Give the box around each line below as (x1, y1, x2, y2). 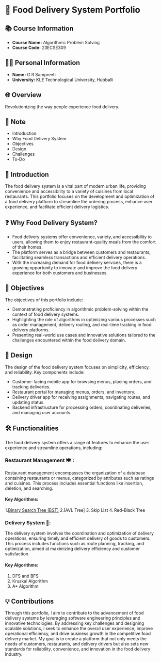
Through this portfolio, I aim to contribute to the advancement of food (5, 610, 144, 616)
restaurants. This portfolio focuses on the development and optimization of (5, 194, 155, 199)
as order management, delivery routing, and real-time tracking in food (12, 322, 152, 327)
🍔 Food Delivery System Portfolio (5, 4, 141, 16)
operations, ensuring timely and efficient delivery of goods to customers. (5, 535, 151, 541)
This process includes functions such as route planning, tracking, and (5, 541, 145, 547)
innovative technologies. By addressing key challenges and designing (5, 620, 145, 626)
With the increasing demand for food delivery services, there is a (12, 259, 142, 266)
